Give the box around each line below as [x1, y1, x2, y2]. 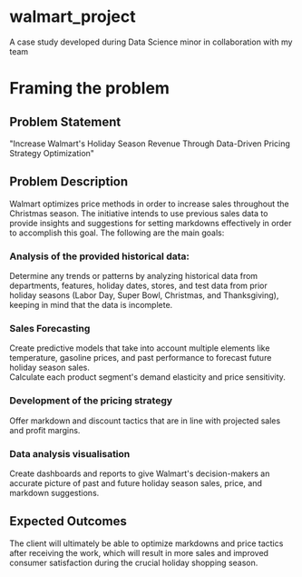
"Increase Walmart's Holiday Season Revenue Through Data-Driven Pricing [9, 138, 290, 149]
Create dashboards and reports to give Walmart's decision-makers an [9, 468, 270, 479]
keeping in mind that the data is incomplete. [9, 300, 173, 311]
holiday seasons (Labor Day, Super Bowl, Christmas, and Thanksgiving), [9, 290, 279, 301]
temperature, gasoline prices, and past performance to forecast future [9, 353, 272, 363]
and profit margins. [9, 424, 81, 435]
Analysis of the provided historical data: [9, 250, 190, 263]
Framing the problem [9, 78, 170, 99]
